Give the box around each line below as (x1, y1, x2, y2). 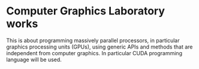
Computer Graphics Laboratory (6, 4, 165, 18)
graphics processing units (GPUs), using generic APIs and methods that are (6, 43, 193, 50)
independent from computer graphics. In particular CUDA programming (6, 49, 183, 56)
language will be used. (6, 56, 62, 63)
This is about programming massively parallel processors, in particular (6, 37, 180, 44)
